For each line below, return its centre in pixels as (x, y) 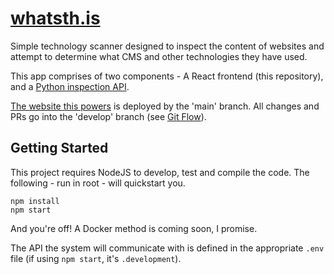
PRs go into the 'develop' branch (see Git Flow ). (108, 116)
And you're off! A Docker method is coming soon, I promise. (134, 228)
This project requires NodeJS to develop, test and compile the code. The (160, 172)
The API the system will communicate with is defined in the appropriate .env (167, 248)
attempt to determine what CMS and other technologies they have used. (159, 56)
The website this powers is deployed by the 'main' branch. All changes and (165, 106)
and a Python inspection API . (70, 86)
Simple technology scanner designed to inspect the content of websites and (167, 46)
